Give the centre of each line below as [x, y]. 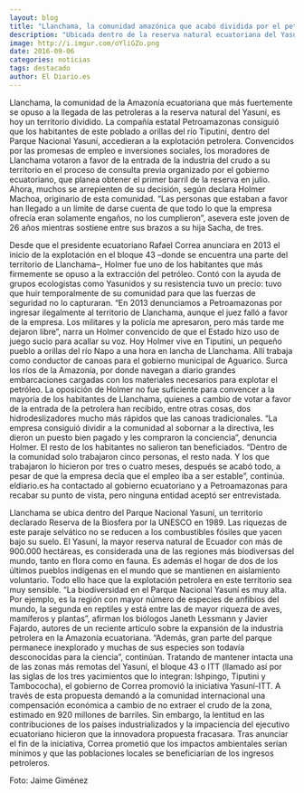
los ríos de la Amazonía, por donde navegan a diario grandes [123, 370]
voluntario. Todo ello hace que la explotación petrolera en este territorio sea [151, 579]
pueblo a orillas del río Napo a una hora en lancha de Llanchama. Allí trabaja [151, 350]
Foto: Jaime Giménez [49, 780]
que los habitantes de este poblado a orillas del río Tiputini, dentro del [139, 131]
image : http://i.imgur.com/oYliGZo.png [85, 43]
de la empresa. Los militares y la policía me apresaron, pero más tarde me [147, 321]
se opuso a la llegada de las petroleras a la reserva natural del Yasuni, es [145, 112]
